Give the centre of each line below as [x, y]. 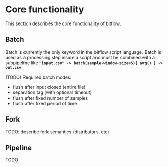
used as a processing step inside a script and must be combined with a [80, 57]
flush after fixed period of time [45, 103]
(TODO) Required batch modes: [39, 77]
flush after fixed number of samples [50, 98]
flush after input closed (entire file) [49, 87]
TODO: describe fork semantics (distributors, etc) [57, 132]
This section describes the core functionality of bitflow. [63, 23]
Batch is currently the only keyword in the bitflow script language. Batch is [83, 52]
